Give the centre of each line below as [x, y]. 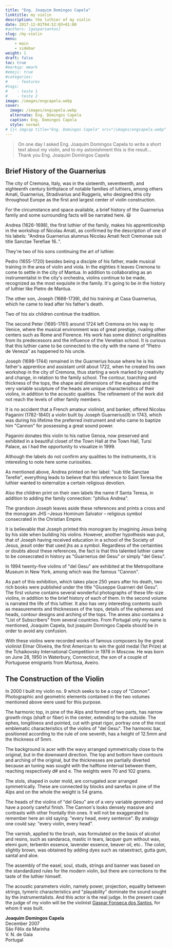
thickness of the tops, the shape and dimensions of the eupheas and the [82, 383]
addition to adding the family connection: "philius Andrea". [67, 498]
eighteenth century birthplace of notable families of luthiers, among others [84, 189]
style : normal [25, 125]
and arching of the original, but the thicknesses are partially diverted [78, 760]
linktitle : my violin [28, 15]
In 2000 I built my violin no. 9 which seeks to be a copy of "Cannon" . [78, 691]
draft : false [19, 58]
